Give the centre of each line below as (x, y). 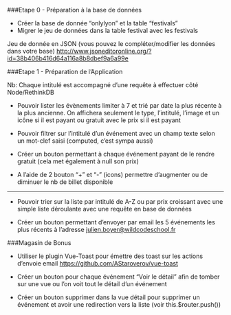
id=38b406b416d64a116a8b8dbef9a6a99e (68, 58)
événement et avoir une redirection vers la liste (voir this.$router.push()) (119, 304)
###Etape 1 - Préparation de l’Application (65, 72)
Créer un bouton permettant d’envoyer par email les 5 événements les (116, 222)
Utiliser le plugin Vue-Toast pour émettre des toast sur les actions (110, 256)
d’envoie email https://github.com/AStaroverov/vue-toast (98, 263)
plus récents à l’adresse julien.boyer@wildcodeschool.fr (96, 230)
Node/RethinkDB (31, 92)
